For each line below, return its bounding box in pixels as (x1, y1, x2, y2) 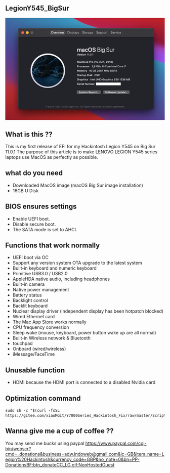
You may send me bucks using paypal (5, 440, 84, 446)
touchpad (12, 340, 33, 347)
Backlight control (12, 297, 48, 304)
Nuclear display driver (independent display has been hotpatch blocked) (12, 308, 163, 314)
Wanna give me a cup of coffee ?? (5, 427, 114, 436)
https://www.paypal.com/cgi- (85, 440, 147, 446)
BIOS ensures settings (5, 202, 77, 211)
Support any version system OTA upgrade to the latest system (12, 260, 143, 266)
